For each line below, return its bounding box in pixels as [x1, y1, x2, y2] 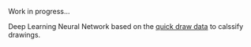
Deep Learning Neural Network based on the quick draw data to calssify [8, 22, 244, 31]
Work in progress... [8, 7, 70, 16]
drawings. [8, 31, 41, 39]
